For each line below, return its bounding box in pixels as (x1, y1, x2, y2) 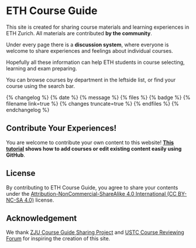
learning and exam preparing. (6, 64, 77, 72)
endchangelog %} (6, 106, 50, 113)
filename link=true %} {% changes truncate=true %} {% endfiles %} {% (6, 100, 180, 107)
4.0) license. (24, 196, 54, 203)
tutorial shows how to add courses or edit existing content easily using (6, 145, 182, 152)
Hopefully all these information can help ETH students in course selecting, (6, 59, 185, 66)
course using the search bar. (6, 82, 75, 89)
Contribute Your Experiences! (6, 123, 117, 133)
